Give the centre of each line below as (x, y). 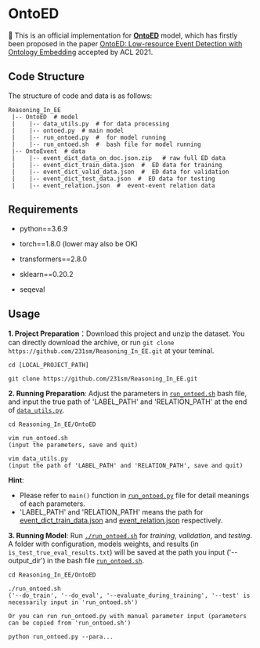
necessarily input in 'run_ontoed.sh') (73, 602)
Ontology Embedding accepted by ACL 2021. (81, 52)
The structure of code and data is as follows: (80, 96)
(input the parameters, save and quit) (73, 445)
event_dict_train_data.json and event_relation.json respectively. (121, 521)
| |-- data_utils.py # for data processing (90, 124)
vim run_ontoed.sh (38, 439)
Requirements (43, 210)
